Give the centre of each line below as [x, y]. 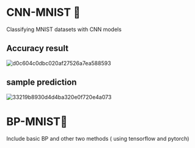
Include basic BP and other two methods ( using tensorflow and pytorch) [98, 138]
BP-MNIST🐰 [37, 122]
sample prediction [42, 83]
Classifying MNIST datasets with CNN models [64, 29]
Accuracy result [38, 48]
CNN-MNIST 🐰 [43, 12]
